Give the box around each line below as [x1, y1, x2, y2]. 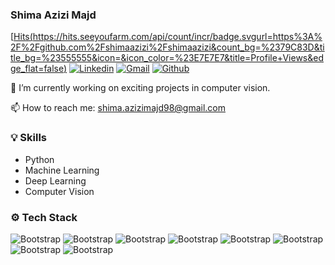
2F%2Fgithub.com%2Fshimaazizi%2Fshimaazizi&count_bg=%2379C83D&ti [10, 41, 325, 53]
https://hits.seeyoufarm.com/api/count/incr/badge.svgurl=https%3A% [32, 31, 323, 43]
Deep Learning [24, 174, 87, 187]
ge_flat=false [10, 63, 65, 75]
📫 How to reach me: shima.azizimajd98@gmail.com [10, 102, 227, 114]
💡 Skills [10, 131, 47, 145]
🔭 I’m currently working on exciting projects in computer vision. [10, 82, 271, 94]
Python [24, 153, 55, 165]
